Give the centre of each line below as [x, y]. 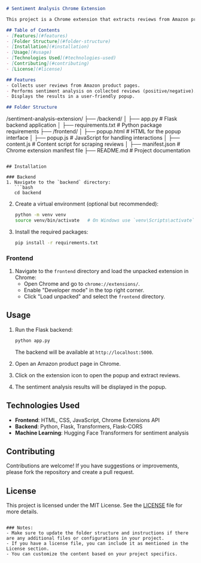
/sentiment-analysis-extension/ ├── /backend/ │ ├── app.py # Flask [92, 119]
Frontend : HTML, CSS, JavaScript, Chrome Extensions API [87, 420]
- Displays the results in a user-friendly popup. [71, 97]
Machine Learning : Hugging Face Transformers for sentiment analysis [102, 433]
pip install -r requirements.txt [57, 243]
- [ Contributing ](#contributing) [48, 63]
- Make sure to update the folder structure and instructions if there [97, 533]
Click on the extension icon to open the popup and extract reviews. [98, 375]
